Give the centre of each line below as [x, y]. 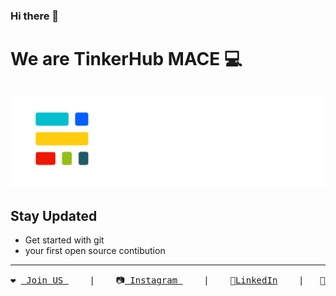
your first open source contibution [95, 251]
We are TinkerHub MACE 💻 [126, 59]
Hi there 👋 [35, 16]
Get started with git [64, 240]
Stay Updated [54, 216]
